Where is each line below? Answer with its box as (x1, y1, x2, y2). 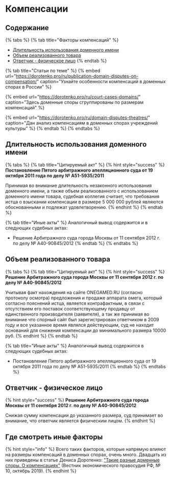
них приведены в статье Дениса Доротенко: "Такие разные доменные (5, 457, 160, 463)
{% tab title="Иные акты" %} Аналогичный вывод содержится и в (5, 219, 148, 225)
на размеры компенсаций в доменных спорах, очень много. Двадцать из (5, 451, 166, 458)
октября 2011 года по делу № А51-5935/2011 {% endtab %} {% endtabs (12, 363, 166, 369)
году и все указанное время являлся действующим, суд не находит (5, 322, 154, 328)
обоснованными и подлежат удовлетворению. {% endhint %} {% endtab (5, 204, 163, 210)
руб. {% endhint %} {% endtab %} (5, 332, 78, 339)
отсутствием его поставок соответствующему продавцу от (5, 305, 135, 312)
